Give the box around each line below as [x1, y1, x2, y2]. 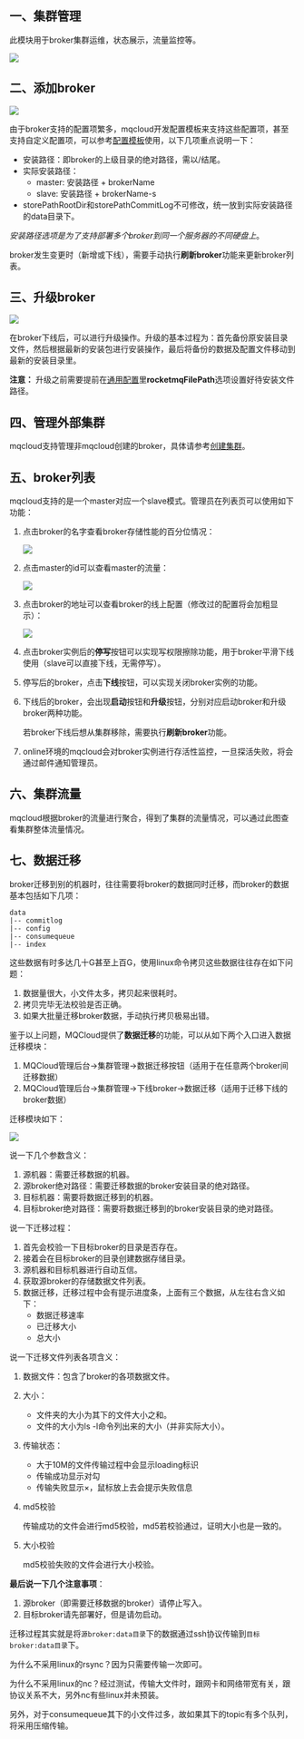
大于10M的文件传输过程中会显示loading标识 [35, 1459, 200, 1470]
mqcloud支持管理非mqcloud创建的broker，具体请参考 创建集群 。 [9, 441, 250, 452]
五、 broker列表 [9, 470, 95, 485]
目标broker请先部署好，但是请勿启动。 [22, 1608, 167, 1619]
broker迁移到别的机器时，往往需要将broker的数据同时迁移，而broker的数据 [9, 878, 289, 889]
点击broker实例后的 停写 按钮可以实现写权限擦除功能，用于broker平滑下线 [22, 647, 295, 658]
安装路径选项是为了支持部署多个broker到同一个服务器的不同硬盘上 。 [9, 230, 265, 240]
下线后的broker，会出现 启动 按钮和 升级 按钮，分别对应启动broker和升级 [22, 697, 287, 708]
